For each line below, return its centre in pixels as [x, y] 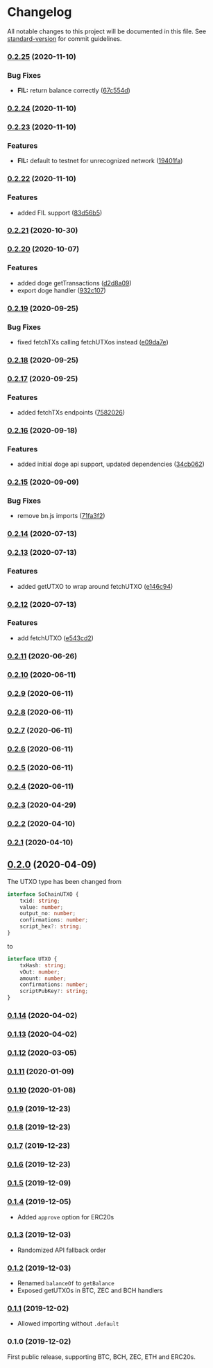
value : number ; [42, 907]
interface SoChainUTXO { [43, 894]
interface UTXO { [32, 959]
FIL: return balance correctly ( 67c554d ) [74, 90]
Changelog [40, 12]
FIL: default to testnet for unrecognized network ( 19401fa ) [100, 161]
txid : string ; [40, 901]
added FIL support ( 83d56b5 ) [60, 212]
